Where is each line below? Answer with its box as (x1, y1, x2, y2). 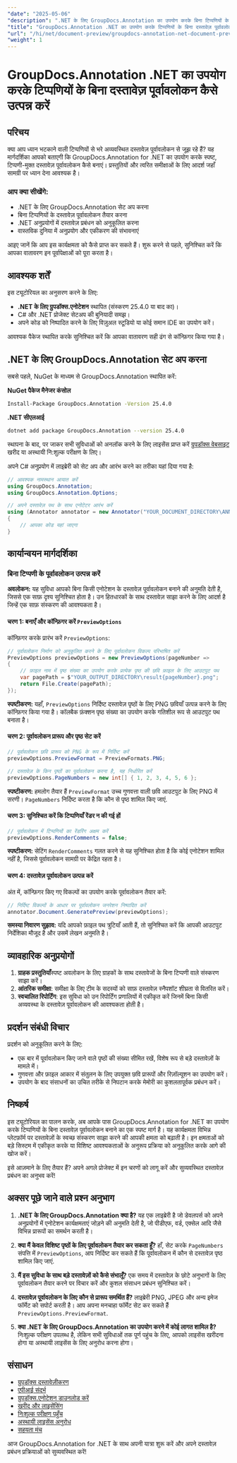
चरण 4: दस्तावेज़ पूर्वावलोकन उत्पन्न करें (7, 872, 94, 880)
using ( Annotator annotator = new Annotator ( (7, 509, 143, 516)
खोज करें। (7, 1149, 32, 1157)
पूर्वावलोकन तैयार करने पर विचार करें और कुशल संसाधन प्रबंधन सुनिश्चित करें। (17, 1279, 191, 1287)
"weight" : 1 (7, 37, 42, 44)
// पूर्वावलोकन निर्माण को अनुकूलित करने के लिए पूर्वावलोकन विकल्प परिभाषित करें (7, 647, 180, 655)
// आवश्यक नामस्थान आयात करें (7, 476, 78, 483)
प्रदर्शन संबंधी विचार (7, 1021, 69, 1033)
